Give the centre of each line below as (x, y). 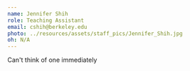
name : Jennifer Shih (38, 14)
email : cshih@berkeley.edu (47, 27)
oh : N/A (19, 40)
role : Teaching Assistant (46, 20)
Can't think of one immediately (52, 60)
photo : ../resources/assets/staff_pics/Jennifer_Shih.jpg (95, 33)
